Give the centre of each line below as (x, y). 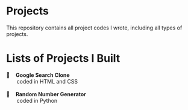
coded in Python (37, 100)
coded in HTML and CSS (47, 81)
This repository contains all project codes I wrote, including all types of (94, 28)
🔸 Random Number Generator (46, 94)
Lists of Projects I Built (63, 59)
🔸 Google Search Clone (38, 75)
